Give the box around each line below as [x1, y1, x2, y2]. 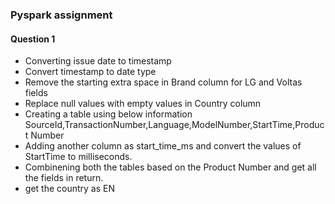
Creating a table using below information [24, 108, 193, 120]
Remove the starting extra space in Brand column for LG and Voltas [24, 76, 303, 88]
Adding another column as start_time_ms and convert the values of [24, 140, 302, 152]
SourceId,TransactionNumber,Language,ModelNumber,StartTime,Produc [24, 119, 325, 131]
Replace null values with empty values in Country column [24, 98, 262, 110]
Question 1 [10, 33, 56, 45]
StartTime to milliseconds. [24, 151, 133, 163]
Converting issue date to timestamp [24, 55, 172, 67]
